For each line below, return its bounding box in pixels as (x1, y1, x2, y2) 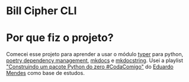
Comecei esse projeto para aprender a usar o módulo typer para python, (6, 51, 184, 58)
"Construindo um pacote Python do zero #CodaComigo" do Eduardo (6, 63, 174, 70)
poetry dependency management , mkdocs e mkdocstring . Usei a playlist (6, 57, 184, 64)
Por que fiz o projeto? (6, 31, 114, 45)
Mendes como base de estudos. (6, 70, 85, 77)
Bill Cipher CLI (6, 4, 77, 18)
